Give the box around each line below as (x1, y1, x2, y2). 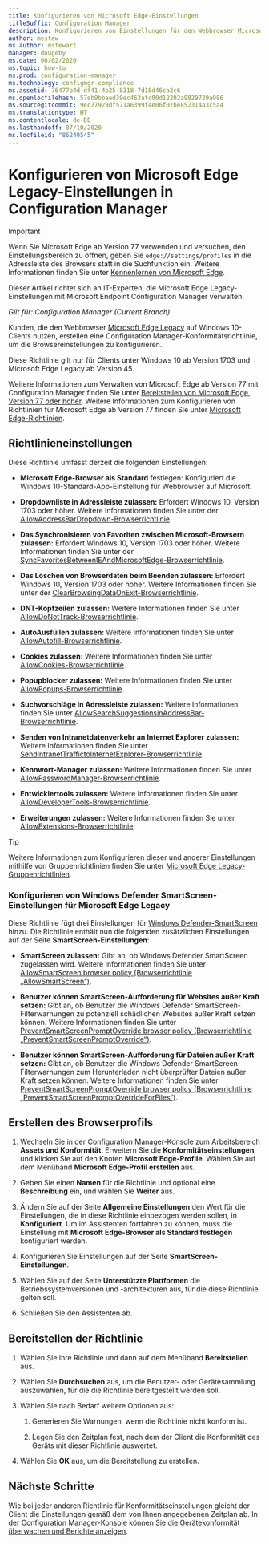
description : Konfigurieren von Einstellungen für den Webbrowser (8, 26, 235, 34)
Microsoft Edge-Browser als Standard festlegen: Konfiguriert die (19, 473, 236, 483)
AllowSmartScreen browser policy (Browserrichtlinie (19, 967, 193, 977)
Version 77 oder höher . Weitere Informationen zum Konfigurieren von (8, 396, 236, 406)
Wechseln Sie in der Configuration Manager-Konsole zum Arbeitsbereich (19, 1137, 260, 1147)
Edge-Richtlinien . (8, 413, 66, 423)
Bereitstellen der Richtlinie (8, 1331, 143, 1345)
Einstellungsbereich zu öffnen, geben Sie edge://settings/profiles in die (8, 250, 252, 260)
